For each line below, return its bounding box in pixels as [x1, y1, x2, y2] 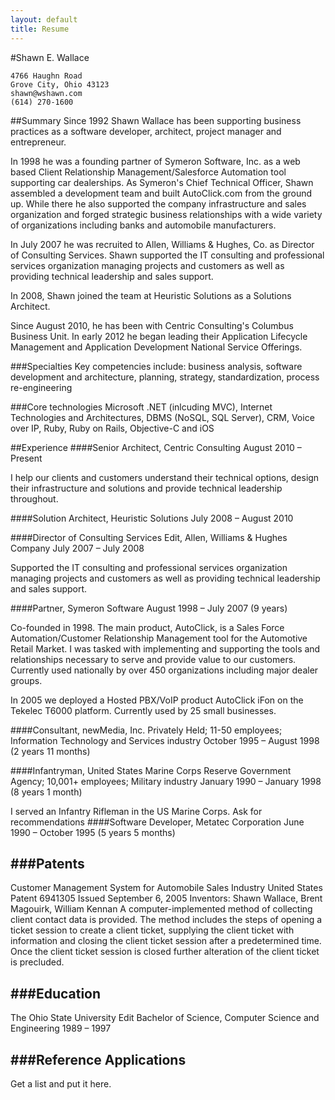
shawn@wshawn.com [10, 88, 83, 98]
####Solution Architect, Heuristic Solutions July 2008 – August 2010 [10, 512, 294, 524]
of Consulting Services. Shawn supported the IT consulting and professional [10, 249, 325, 261]
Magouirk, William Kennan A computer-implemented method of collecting [10, 903, 313, 915]
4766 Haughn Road [10, 71, 83, 81]
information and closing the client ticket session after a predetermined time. [10, 935, 322, 947]
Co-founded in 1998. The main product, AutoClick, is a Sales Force [10, 621, 285, 633]
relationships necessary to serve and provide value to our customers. [10, 653, 297, 665]
